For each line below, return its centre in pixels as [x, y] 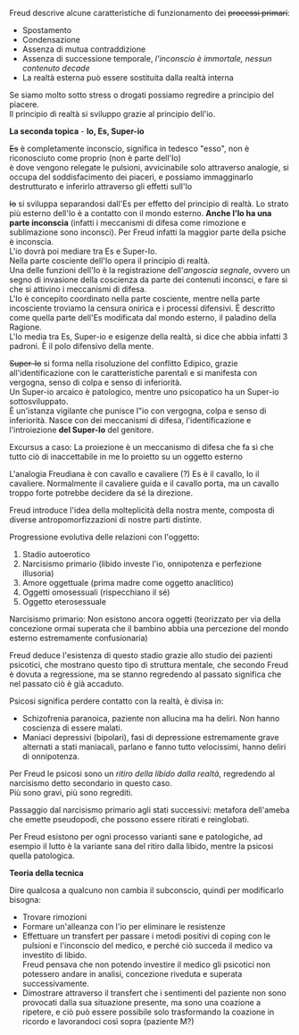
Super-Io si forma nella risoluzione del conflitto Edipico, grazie [124, 363]
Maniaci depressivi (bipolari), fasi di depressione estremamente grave [150, 737]
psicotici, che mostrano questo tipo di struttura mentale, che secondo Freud [149, 665]
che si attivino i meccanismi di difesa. [78, 289]
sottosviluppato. [39, 401]
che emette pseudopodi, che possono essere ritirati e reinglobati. [129, 819]
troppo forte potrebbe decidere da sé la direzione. [101, 493]
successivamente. [55, 983]
